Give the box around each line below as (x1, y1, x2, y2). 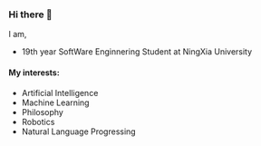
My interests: (8, 67, 60, 78)
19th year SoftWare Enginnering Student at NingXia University (21, 46, 253, 57)
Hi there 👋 (8, 8, 53, 21)
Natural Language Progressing (21, 126, 137, 137)
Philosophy (21, 106, 64, 117)
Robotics (21, 116, 55, 127)
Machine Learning (21, 97, 90, 108)
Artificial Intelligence (21, 87, 99, 98)
